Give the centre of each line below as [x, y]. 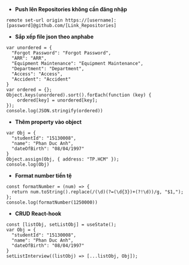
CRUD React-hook [38, 214]
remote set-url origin [34, 20]
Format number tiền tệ [43, 175]
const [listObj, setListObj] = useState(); [61, 225]
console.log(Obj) [28, 165]
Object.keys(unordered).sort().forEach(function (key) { [79, 95]
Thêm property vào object [48, 122]
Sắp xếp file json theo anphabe [54, 37]
